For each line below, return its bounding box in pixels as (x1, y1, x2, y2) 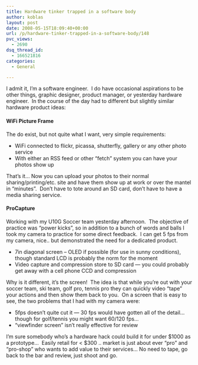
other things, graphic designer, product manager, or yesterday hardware (6, 91, 182, 98)
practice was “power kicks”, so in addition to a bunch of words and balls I (6, 224, 185, 231)
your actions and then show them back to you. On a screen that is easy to (6, 291, 187, 298)
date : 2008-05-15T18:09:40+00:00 (6, 25, 89, 31)
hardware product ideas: (6, 104, 66, 111)
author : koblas (6, 14, 44, 20)
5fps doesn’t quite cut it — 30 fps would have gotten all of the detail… (14, 309, 185, 316)
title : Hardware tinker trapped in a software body (6, 8, 136, 15)
